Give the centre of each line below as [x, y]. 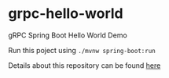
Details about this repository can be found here [84, 65]
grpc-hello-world [66, 14]
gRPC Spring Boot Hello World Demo [68, 35]
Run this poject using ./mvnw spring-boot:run [82, 50]
